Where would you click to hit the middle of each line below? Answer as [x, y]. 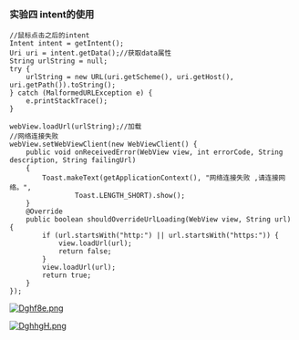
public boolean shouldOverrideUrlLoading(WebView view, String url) [159, 220]
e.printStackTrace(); [67, 101]
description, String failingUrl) [73, 160]
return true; [67, 275]
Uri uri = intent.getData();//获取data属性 [90, 53]
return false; [85, 252]
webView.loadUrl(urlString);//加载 [76, 127]
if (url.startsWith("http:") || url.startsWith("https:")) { [161, 236]
